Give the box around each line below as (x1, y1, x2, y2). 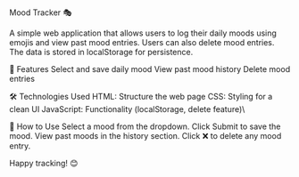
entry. (9, 141, 31, 151)
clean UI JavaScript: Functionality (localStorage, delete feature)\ (9, 104, 245, 114)
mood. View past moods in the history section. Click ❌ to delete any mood (9, 131, 282, 141)
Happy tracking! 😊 (9, 158, 79, 168)
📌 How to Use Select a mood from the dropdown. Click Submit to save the (9, 121, 281, 132)
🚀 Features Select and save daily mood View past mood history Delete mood (9, 64, 291, 74)
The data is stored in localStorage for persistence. (9, 47, 194, 57)
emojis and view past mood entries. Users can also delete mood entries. (9, 37, 275, 47)
